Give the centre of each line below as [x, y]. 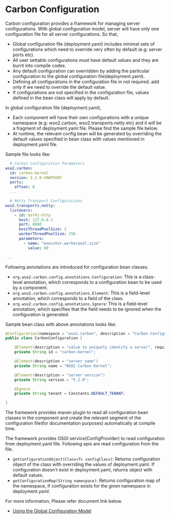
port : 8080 [30, 225]
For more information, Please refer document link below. [64, 501]
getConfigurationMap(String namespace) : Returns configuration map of [86, 480]
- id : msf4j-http [33, 215]
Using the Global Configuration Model [52, 511]
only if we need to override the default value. [59, 87]
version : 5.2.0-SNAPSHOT [36, 178]
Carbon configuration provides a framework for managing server [73, 23]
